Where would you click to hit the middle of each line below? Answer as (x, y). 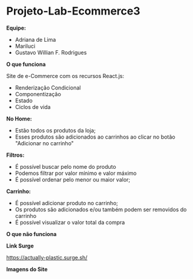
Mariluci (25, 46)
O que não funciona (31, 234)
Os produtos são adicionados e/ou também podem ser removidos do (101, 209)
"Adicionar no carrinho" (44, 143)
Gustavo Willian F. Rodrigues (51, 52)
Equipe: (16, 28)
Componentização (38, 94)
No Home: (19, 119)
